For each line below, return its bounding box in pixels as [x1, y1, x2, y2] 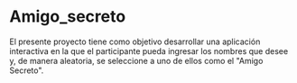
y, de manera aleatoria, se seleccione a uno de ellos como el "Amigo [9, 55, 264, 66]
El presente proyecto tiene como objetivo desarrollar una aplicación [9, 36, 261, 47]
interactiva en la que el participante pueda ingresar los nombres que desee [9, 45, 289, 56]
